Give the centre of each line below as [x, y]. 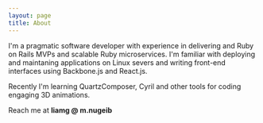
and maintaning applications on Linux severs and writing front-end [117, 62]
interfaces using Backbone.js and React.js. [78, 71]
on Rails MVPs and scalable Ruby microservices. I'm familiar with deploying [132, 54]
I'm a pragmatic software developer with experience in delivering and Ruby [131, 45]
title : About [30, 23]
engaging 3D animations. [49, 94]
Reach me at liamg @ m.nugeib [60, 110]
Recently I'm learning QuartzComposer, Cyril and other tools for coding [125, 86]
